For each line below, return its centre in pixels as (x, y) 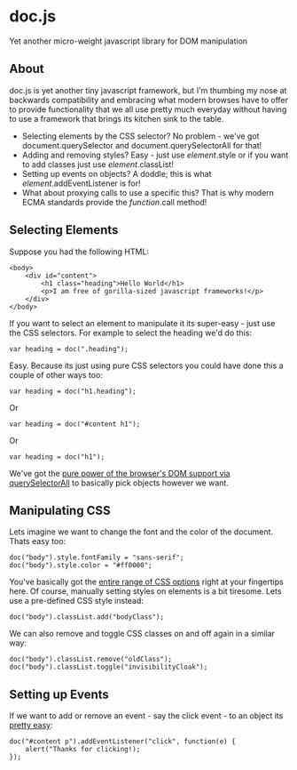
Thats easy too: (38, 541)
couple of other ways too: (56, 374)
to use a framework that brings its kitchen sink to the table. (117, 118)
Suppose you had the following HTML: (79, 252)
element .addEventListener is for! (81, 183)
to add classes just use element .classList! (98, 164)
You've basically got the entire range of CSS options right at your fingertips (146, 582)
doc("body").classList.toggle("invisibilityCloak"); (109, 667)
